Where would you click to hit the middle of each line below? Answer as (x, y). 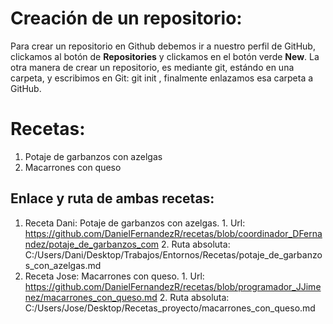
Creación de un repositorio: (126, 18)
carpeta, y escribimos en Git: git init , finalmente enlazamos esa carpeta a (162, 78)
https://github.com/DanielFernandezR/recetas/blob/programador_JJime (173, 286)
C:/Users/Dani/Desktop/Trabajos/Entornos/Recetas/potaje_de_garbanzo (173, 254)
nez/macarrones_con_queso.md (91, 297)
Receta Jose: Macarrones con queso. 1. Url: (114, 276)
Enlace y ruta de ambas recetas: (112, 198)
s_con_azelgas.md (63, 265)
